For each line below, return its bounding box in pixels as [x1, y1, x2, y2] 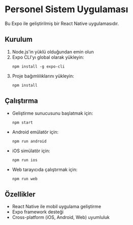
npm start [12, 120, 34, 125]
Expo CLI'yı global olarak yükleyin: [12, 54, 84, 60]
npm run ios [12, 157, 38, 162]
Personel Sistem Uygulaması [5, 4, 128, 15]
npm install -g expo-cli [12, 64, 65, 69]
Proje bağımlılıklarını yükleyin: [12, 73, 75, 79]
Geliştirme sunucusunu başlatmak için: [12, 110, 93, 116]
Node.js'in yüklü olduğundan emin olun [12, 48, 94, 54]
